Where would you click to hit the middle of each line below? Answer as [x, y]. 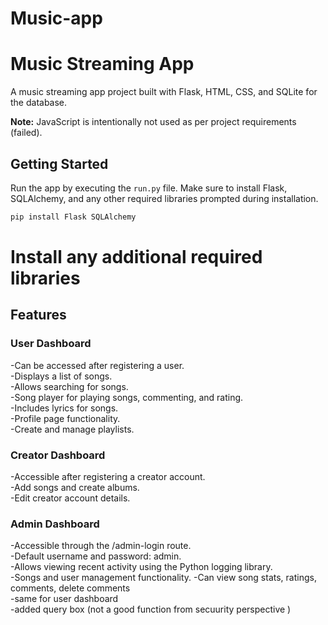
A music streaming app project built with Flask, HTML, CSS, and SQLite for [164, 92]
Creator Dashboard [58, 455]
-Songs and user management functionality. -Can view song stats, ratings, [163, 578]
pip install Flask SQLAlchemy [73, 217]
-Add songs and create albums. [75, 487]
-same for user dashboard [64, 599]
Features [38, 315]
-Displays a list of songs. [61, 376]
